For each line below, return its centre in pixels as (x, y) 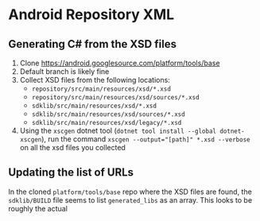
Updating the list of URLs (71, 173)
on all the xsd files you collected (72, 147)
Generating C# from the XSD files (93, 44)
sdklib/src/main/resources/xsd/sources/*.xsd (108, 114)
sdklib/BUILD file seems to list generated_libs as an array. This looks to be (130, 200)
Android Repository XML (91, 15)
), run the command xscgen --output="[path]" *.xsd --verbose (146, 139)
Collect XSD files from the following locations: (95, 80)
